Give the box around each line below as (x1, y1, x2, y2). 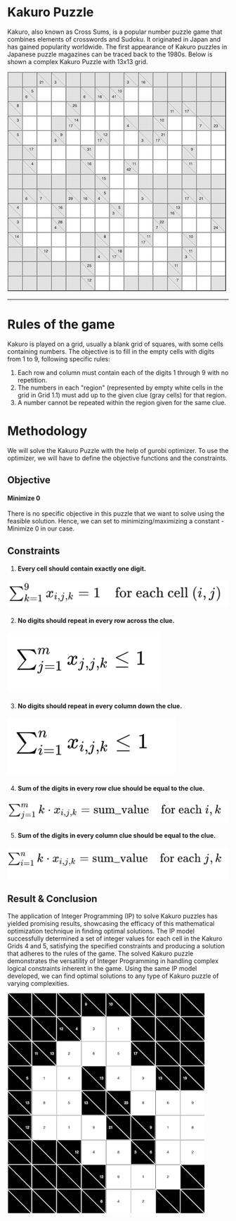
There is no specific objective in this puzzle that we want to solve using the (7, 509, 225, 518)
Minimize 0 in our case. (7, 524, 75, 533)
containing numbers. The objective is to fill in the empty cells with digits (7, 347, 215, 356)
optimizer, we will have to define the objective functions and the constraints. (7, 454, 228, 462)
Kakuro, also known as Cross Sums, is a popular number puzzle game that (7, 27, 223, 36)
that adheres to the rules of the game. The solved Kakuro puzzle (7, 949, 194, 957)
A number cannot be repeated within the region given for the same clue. (17, 398, 227, 407)
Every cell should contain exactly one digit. (17, 564, 146, 573)
